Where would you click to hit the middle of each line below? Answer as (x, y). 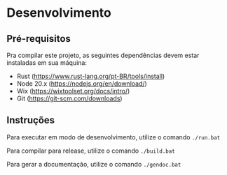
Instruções (31, 120)
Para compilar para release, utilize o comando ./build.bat (91, 151)
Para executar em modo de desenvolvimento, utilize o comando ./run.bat (113, 137)
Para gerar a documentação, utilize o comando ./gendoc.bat (94, 164)
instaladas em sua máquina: (47, 63)
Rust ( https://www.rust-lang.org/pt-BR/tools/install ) (91, 76)
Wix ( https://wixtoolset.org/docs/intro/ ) (73, 91)
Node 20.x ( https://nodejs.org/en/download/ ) (82, 84)
